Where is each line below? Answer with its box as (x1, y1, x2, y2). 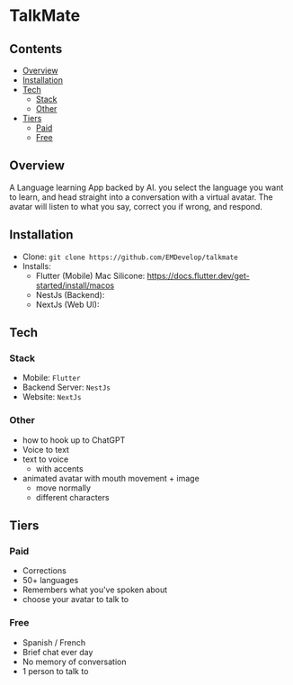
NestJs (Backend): (35, 289, 105, 300)
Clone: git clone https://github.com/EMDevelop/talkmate (22, 251, 238, 262)
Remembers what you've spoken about (22, 584, 168, 595)
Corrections (22, 565, 67, 576)
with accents (35, 463, 84, 473)
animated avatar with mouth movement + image (22, 473, 200, 483)
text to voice (22, 454, 69, 464)
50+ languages (22, 575, 79, 586)
